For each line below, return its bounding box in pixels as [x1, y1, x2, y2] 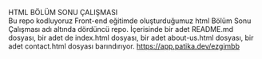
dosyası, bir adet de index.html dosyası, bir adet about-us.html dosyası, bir [8, 33, 254, 42]
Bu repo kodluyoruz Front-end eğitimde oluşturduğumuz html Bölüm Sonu [8, 16, 252, 26]
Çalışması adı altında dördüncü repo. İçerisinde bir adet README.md [8, 25, 234, 33]
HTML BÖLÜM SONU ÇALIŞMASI [8, 8, 118, 17]
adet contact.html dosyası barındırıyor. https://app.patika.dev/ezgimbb [8, 41, 240, 51]
